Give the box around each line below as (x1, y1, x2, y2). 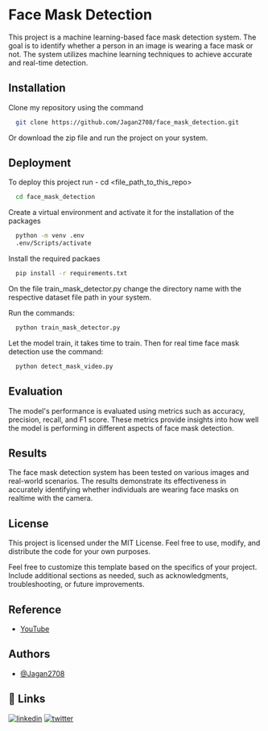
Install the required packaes (8, 254, 101, 263)
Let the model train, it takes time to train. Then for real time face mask (8, 338, 240, 348)
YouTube (19, 624, 50, 634)
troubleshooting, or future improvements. (8, 580, 145, 589)
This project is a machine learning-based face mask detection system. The (8, 32, 257, 42)
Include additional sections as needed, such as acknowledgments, (8, 571, 229, 580)
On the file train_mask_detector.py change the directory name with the (8, 283, 241, 293)
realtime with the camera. (8, 494, 93, 503)
